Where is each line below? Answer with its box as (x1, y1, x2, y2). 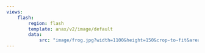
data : (28, 32, 43, 38)
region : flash (28, 20, 64, 26)
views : (6, 9, 23, 15)
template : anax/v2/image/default (28, 26, 113, 32)
